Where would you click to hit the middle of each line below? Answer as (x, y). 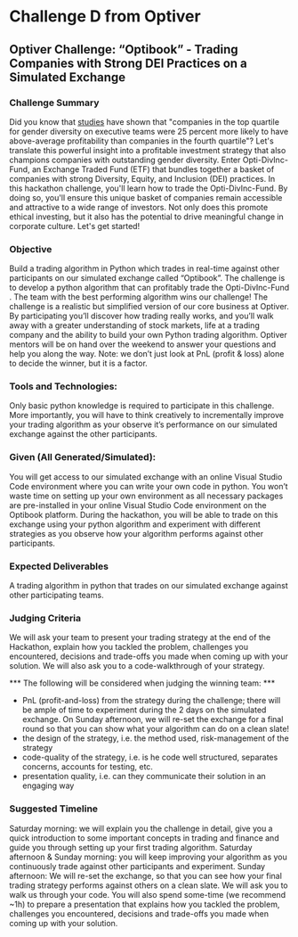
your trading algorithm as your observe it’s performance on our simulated (143, 424)
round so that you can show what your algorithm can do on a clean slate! (156, 729)
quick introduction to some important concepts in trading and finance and (144, 838)
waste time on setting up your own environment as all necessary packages (146, 496)
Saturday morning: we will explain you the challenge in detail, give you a (141, 828)
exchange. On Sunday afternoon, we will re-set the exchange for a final (153, 719)
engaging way (48, 785)
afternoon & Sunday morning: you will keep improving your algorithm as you (148, 857)
